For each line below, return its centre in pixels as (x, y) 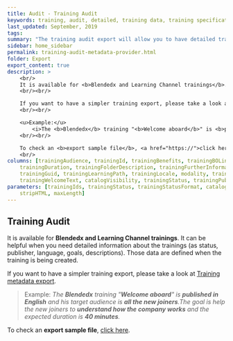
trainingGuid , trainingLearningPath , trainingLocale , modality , (114, 174)
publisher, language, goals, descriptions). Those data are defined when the (114, 253)
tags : (15, 33)
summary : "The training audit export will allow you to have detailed (111, 40)
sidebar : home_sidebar (40, 46)
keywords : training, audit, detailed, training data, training (101, 20)
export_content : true (38, 65)
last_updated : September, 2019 (52, 26)
